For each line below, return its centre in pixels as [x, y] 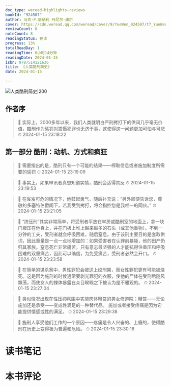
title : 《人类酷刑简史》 [28, 67]
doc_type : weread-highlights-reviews [45, 10]
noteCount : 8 [19, 34]
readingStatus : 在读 [26, 39]
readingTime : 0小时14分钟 [31, 53]
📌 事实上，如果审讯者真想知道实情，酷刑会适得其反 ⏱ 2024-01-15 [86, 182]
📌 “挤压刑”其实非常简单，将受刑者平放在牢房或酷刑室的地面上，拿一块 [91, 221]
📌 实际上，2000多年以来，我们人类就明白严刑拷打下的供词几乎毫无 [88, 122]
